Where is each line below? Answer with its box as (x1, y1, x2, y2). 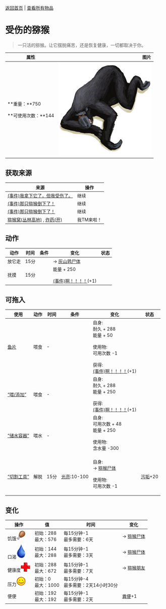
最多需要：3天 (64, 552, 93, 558)
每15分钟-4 (64, 576, 89, 582)
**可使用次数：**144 (7, 113, 54, 119)
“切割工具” (7, 473, 29, 479)
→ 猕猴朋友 (122, 565, 145, 571)
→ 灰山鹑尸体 (52, 258, 81, 264)
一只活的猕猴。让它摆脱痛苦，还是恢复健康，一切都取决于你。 (17, 42, 146, 48)
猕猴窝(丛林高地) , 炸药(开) (7, 217, 63, 223)
